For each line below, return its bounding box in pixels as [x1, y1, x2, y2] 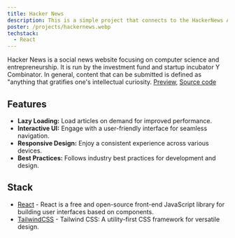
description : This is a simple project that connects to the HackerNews [7, 17, 224, 24]
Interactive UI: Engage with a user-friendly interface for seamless [17, 124, 208, 132]
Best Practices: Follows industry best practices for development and [17, 153, 216, 162]
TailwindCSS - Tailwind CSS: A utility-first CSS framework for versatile [17, 215, 220, 223]
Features [7, 98, 47, 110]
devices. [17, 146, 43, 155]
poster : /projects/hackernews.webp [7, 23, 111, 30]
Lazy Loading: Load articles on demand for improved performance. [17, 116, 212, 125]
